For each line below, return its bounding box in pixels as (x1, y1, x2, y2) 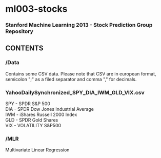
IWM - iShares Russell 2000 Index (5, 111, 77, 118)
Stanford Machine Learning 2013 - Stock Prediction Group (5, 22, 153, 29)
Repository (5, 28, 33, 35)
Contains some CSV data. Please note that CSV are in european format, (5, 70, 156, 77)
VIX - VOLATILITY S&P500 (5, 123, 62, 129)
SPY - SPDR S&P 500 (5, 101, 50, 107)
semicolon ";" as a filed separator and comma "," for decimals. (5, 76, 137, 82)
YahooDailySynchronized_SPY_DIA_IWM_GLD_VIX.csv (5, 89, 145, 96)
